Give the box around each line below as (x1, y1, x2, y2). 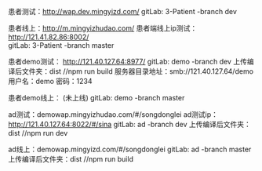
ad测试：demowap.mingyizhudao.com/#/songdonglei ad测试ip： (8, 110, 218, 119)
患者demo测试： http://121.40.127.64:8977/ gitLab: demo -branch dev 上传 (8, 57, 247, 66)
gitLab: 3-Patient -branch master (8, 41, 115, 49)
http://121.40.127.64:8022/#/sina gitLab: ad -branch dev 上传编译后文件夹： (8, 120, 251, 129)
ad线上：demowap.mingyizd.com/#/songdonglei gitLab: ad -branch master (8, 144, 252, 154)
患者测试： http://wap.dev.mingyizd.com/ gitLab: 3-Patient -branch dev (8, 7, 238, 16)
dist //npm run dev (8, 129, 68, 137)
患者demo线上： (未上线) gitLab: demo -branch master (8, 93, 185, 102)
